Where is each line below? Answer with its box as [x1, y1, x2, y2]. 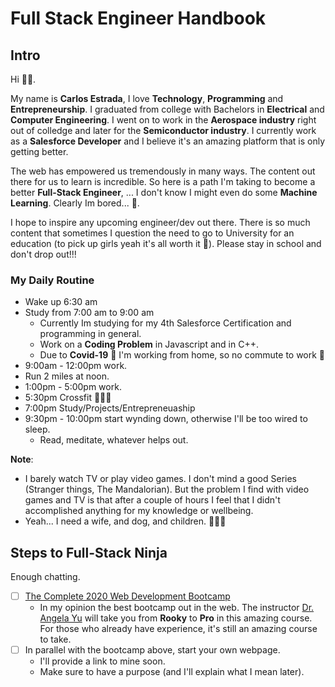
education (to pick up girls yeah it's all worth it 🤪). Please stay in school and [10, 238, 322, 249]
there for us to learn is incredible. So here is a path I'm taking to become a [10, 176, 316, 187]
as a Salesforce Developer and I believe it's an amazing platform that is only [10, 135, 326, 147]
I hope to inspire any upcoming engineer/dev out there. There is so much [10, 217, 311, 228]
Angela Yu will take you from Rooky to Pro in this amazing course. [39, 612, 313, 624]
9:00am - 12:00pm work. [24, 360, 128, 372]
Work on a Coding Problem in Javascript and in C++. [39, 338, 259, 351]
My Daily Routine [10, 273, 95, 287]
